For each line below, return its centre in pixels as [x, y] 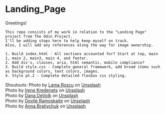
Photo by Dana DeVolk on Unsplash [42, 95]
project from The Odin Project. [39, 36]
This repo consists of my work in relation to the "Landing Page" [76, 32]
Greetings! [16, 23]
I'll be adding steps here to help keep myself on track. [67, 41]
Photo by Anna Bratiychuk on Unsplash [46, 106]
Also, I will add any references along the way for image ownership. [79, 45]
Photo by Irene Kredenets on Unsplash [45, 90]
